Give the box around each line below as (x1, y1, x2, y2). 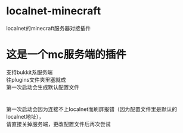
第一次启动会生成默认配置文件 (6, 83, 79, 91)
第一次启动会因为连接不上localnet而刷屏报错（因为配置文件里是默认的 (6, 106, 178, 113)
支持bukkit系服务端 (6, 69, 53, 76)
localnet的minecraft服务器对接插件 (6, 24, 91, 32)
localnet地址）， (6, 113, 45, 120)
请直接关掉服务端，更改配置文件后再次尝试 (6, 120, 111, 128)
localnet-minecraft (6, 4, 101, 18)
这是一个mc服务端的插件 (6, 48, 127, 61)
